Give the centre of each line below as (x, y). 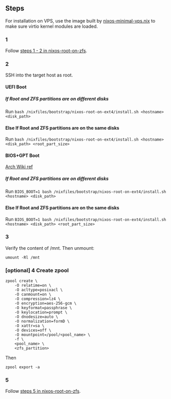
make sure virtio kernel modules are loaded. (52, 26)
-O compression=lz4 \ (37, 299)
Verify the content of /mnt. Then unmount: (50, 248)
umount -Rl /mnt (23, 257)
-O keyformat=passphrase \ (43, 308)
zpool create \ (22, 281)
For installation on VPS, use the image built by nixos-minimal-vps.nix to (80, 21)
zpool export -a (23, 367)
